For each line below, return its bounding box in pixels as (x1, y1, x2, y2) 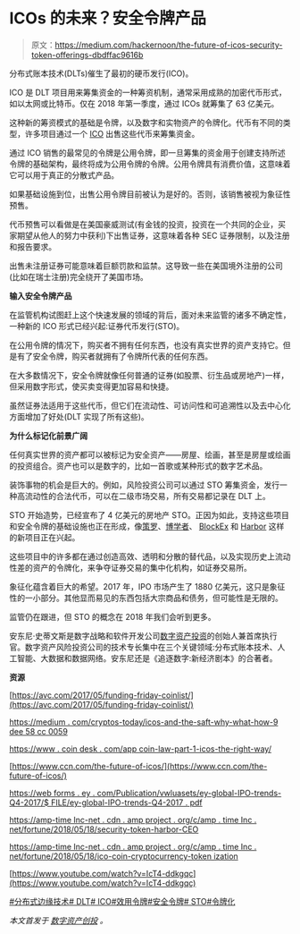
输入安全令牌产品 (9, 290, 72, 301)
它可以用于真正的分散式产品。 (9, 169, 119, 180)
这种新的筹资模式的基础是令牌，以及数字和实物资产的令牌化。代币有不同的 (9, 117, 283, 128)
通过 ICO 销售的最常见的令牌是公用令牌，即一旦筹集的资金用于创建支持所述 (9, 147, 286, 157)
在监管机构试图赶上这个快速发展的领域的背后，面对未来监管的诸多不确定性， (9, 310, 291, 320)
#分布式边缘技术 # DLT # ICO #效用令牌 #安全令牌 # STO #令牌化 (9, 896, 236, 906)
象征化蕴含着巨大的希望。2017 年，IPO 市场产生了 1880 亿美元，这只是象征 (9, 581, 286, 591)
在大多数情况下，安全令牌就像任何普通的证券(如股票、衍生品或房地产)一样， (9, 369, 289, 380)
